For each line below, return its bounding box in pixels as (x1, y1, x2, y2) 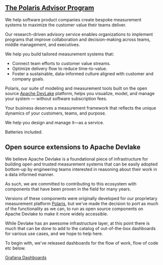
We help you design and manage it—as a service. (5, 119, 105, 125)
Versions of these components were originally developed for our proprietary (5, 195, 158, 201)
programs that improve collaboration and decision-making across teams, (5, 36, 151, 42)
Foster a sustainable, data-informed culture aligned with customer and (12, 70, 154, 77)
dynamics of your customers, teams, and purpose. (5, 110, 106, 116)
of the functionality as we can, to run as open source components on (5, 206, 144, 212)
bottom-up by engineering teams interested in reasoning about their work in (5, 166, 157, 172)
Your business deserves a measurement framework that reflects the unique (5, 105, 157, 111)
